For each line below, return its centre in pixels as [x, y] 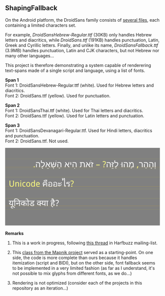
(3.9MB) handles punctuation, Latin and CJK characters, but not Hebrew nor [82, 50]
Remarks [14, 233]
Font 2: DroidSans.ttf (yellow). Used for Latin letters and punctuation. [75, 116]
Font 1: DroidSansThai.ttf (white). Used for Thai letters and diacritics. [74, 110]
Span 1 [12, 80]
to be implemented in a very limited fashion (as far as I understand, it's [83, 268]
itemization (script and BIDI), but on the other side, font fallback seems [84, 263]
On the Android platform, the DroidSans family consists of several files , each [82, 20]
